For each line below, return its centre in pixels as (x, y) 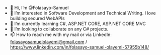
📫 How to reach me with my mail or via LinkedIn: (61, 34)
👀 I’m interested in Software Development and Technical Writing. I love (83, 13)
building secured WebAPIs (37, 18)
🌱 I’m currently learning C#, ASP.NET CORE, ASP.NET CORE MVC (78, 23)
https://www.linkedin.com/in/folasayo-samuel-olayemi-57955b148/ (79, 47)
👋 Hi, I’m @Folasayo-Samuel (39, 8)
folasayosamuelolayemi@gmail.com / (49, 42)
